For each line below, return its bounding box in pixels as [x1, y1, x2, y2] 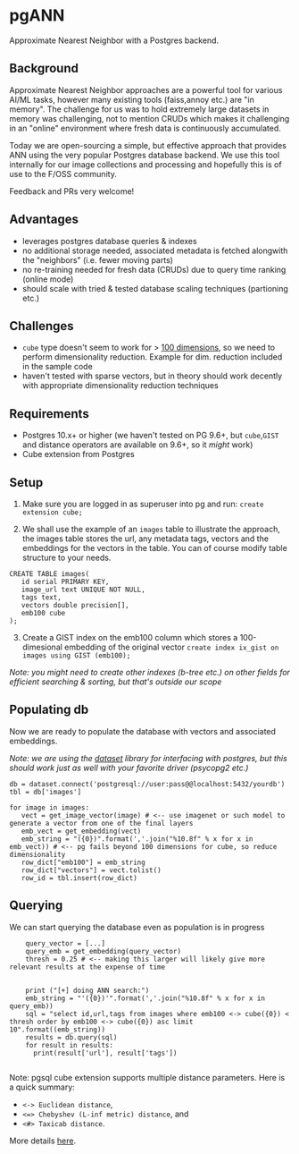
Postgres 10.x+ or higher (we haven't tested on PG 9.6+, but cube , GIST [21, 430, 279, 441]
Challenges [9, 318, 74, 334]
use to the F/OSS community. [9, 168, 118, 179]
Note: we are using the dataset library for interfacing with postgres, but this [9, 752, 287, 763]
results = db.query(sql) [25, 1032, 118, 1042]
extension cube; [21, 508, 83, 517]
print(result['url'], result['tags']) [32, 1048, 178, 1057]
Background [9, 61, 79, 76]
